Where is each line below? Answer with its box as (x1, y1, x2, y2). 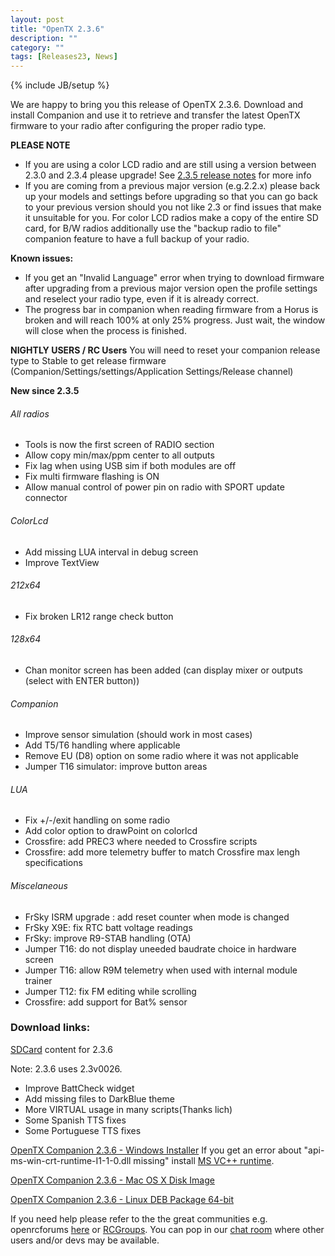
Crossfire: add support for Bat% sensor (24, 996, 188, 1008)
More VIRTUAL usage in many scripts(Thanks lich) (24, 1103, 233, 1115)
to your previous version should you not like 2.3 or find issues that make (24, 201, 322, 213)
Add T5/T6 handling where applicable (24, 739, 181, 751)
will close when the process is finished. (24, 325, 187, 337)
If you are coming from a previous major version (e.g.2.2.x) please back (24, 180, 321, 192)
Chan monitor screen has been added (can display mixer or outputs (24, 664, 303, 676)
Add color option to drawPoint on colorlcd (24, 825, 198, 837)
